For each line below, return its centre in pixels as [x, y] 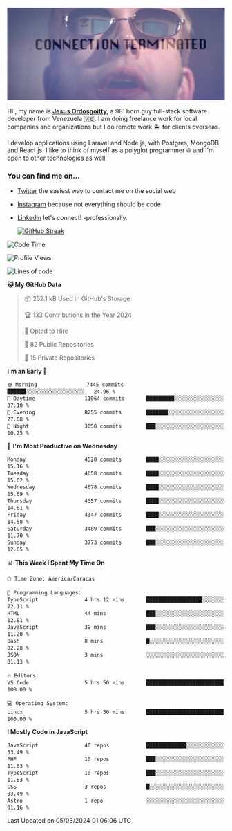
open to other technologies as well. [57, 158]
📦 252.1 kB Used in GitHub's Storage [77, 299]
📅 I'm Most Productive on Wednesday [62, 446]
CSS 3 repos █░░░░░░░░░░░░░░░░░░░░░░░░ [116, 787]
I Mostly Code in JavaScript [48, 732]
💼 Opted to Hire [46, 331]
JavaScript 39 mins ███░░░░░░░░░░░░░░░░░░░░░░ [116, 628]
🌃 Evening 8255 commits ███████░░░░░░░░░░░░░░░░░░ [116, 412]
